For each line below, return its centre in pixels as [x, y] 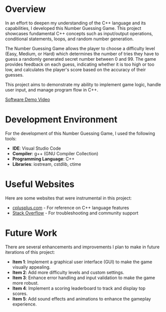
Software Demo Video [28, 99]
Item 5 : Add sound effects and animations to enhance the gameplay [82, 299]
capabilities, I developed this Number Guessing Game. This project [73, 28]
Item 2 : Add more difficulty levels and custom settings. [68, 272]
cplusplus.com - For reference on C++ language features [71, 208]
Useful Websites [40, 184]
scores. [20, 293]
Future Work [31, 233]
